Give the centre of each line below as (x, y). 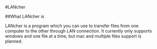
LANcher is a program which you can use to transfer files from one (72, 26)
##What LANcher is (25, 16)
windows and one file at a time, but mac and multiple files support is (73, 36)
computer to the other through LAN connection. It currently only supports (78, 31)
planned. (14, 41)
